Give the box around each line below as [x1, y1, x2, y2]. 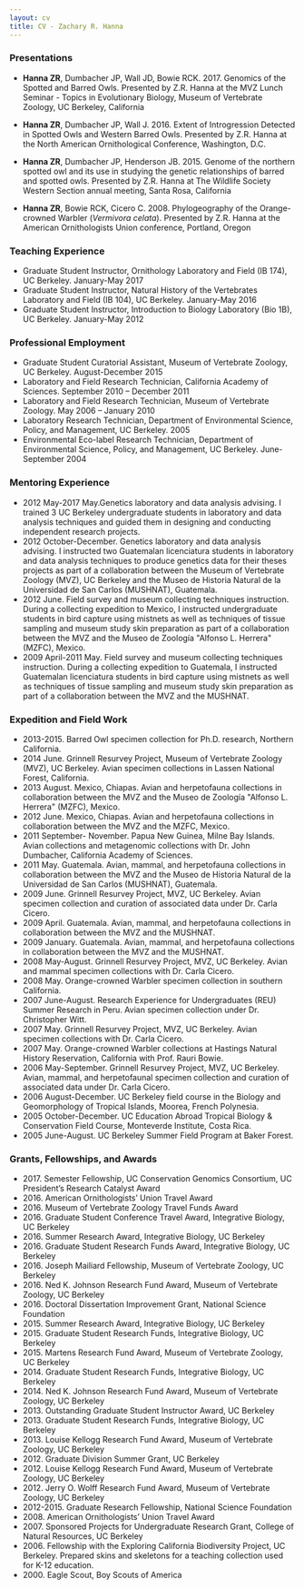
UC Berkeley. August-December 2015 [22, 367, 163, 377]
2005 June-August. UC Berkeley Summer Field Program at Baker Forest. [22, 1130, 294, 1141]
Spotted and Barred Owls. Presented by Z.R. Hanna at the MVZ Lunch [22, 82, 283, 93]
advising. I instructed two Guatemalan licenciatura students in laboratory [22, 545, 294, 556]
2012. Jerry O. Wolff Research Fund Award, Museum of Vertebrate [22, 1483, 270, 1493]
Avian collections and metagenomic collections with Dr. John [22, 840, 251, 850]
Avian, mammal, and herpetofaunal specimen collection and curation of [22, 1071, 289, 1082]
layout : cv [9, 13, 51, 23]
